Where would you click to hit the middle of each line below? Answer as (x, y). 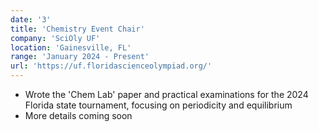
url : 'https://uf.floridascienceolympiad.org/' (111, 66)
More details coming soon (78, 115)
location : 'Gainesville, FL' (71, 47)
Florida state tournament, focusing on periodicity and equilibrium (158, 105)
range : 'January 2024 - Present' (80, 57)
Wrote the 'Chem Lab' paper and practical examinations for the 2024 (166, 94)
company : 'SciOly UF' (55, 38)
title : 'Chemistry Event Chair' (77, 29)
